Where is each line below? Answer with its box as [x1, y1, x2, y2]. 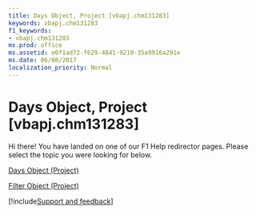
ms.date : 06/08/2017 [8, 57, 78, 65]
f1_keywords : [8, 26, 52, 34]
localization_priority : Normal [8, 64, 113, 72]
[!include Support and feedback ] [8, 196, 114, 206]
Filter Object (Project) [8, 180, 80, 190]
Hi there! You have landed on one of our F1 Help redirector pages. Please [8, 141, 249, 151]
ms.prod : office [8, 42, 62, 50]
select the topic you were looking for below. [8, 149, 153, 160]
